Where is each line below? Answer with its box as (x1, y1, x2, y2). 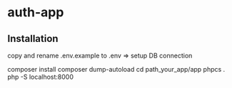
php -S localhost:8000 (7, 72, 74, 81)
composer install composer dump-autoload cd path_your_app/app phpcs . (7, 65, 226, 73)
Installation (7, 33, 59, 45)
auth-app (7, 4, 64, 21)
